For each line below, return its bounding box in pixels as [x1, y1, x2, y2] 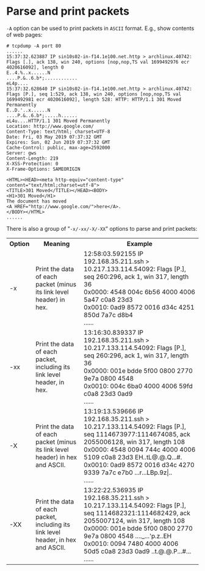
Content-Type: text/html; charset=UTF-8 [6, 129, 111, 135]
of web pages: [6, 31, 43, 38]
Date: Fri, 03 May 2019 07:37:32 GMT [6, 133, 103, 140]
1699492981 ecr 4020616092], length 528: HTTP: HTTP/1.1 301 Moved [6, 96, 182, 102]
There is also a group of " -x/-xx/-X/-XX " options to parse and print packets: [6, 225, 198, 232]
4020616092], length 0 [6, 64, 64, 70]
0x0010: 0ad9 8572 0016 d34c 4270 [83, 460, 195, 469]
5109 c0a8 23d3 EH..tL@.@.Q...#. [83, 453, 182, 461]
